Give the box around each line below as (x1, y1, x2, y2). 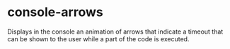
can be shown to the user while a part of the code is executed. (7, 34, 190, 43)
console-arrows (7, 4, 104, 20)
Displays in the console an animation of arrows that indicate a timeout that (7, 27, 224, 36)
